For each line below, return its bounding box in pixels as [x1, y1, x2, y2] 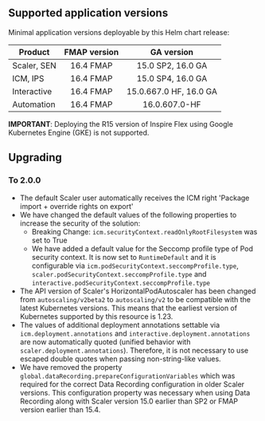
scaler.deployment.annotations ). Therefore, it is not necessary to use [19, 345, 249, 355]
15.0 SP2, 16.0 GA [136, 60, 208, 71]
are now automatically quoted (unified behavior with [19, 336, 191, 346]
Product [18, 46, 50, 57]
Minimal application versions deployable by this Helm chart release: [8, 27, 230, 37]
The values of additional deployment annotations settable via [19, 320, 220, 329]
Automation [12, 99, 56, 110]
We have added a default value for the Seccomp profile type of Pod [31, 243, 253, 254]
